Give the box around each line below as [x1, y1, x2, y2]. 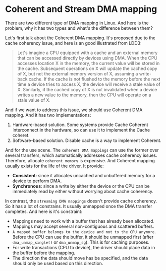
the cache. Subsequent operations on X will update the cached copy [17, 66, 158, 71]
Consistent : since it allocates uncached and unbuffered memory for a [12, 172, 155, 178]
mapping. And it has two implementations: [5, 112, 91, 118]
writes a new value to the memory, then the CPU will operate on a [17, 92, 151, 98]
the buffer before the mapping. [12, 250, 75, 256]
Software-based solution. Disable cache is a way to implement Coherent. [12, 137, 162, 143]
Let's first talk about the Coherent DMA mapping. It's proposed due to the [5, 35, 156, 41]
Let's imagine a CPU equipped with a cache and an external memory [17, 50, 158, 56]
